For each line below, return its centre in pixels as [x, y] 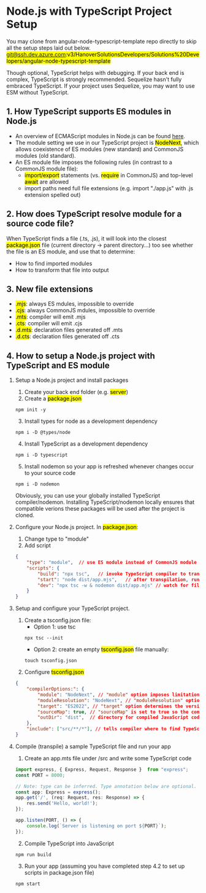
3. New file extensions [50, 289]
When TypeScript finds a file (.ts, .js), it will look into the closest [86, 238]
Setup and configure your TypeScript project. [72, 608]
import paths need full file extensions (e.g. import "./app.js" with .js [109, 188]
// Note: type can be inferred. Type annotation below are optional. [106, 786]
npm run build [33, 854]
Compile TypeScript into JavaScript [69, 843]
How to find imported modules [54, 263]
